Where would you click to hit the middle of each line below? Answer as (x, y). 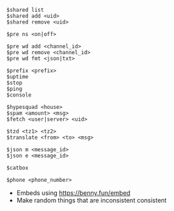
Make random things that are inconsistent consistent (92, 200)
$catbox (18, 168)
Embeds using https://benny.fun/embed (73, 193)
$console (19, 95)
